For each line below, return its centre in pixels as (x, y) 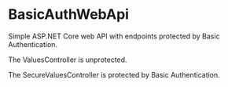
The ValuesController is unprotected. (68, 60)
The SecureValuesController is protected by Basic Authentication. (114, 74)
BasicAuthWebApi (69, 14)
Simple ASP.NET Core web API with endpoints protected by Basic (114, 36)
